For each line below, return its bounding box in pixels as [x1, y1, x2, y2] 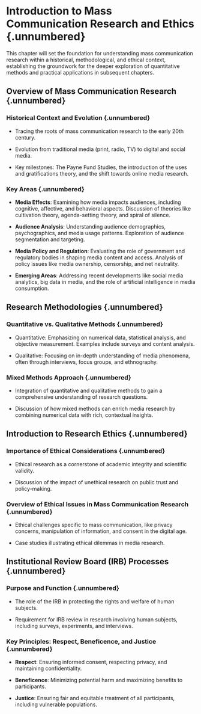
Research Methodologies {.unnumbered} [6, 302, 163, 312]
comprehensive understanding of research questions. [14, 393, 148, 401]
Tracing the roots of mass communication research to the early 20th [14, 128, 184, 135]
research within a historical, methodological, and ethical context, [6, 56, 166, 63]
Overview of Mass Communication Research [6, 86, 177, 97]
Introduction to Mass [6, 4, 112, 18]
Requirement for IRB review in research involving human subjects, [14, 615, 178, 623]
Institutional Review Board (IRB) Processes [6, 556, 169, 567]
